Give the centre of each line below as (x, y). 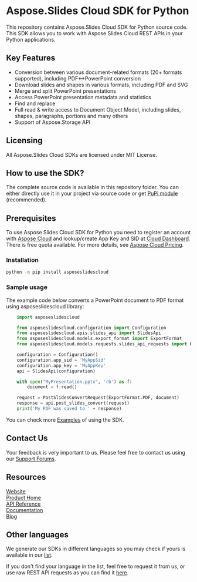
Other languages (38, 535)
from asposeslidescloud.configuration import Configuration (91, 328)
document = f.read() (52, 387)
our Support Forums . (31, 459)
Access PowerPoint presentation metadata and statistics (83, 97)
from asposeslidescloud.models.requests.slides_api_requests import (102, 344)
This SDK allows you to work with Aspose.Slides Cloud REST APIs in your (94, 33)
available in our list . (29, 555)
